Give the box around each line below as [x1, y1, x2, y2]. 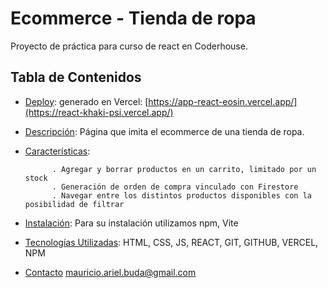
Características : [24, 145, 91, 157]
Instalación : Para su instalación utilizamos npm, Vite [24, 217, 239, 229]
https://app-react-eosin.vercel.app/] [148, 95, 298, 107]
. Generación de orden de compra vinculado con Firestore [51, 182, 299, 192]
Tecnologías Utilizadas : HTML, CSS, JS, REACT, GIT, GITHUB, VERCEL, [24, 236, 319, 248]
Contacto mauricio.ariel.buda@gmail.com [24, 266, 197, 278]
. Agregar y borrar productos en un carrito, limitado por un [51, 164, 317, 174]
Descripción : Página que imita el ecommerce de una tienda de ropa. [24, 125, 305, 137]
